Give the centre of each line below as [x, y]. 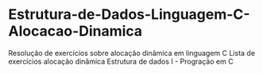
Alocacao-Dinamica [75, 31]
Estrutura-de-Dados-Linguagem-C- [129, 15]
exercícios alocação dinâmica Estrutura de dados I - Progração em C [121, 61]
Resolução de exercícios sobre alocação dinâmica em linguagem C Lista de [132, 53]
